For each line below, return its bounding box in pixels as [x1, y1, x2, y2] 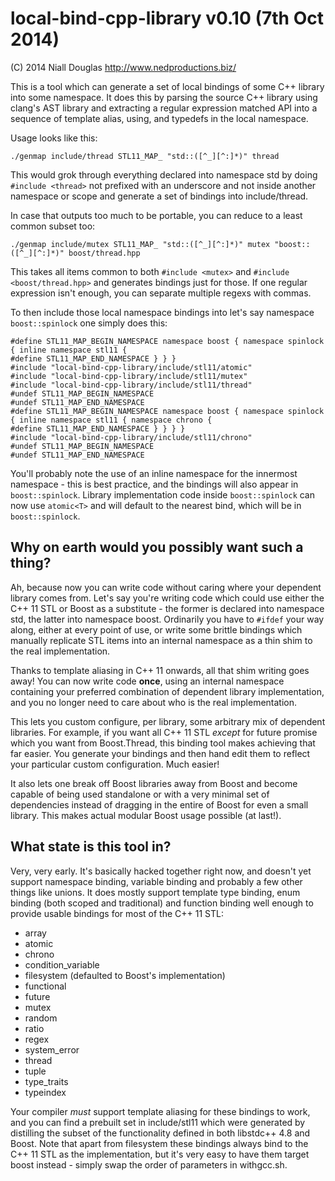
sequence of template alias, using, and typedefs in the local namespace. [10, 112, 309, 124]
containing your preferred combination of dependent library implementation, [10, 685, 325, 697]
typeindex [24, 1086, 67, 1098]
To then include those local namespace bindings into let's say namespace [10, 306, 315, 318]
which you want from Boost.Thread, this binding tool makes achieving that [10, 737, 316, 749]
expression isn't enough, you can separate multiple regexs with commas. [10, 287, 312, 299]
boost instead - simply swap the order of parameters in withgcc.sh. [10, 1158, 288, 1171]
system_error [24, 1043, 80, 1056]
